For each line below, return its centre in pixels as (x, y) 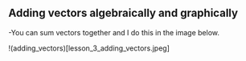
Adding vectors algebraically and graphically (123, 13)
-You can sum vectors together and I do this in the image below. (114, 32)
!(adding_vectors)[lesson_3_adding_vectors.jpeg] (89, 48)
